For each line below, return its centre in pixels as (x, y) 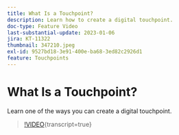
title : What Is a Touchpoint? (50, 13)
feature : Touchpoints (38, 58)
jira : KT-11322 (29, 39)
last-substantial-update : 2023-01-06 (61, 33)
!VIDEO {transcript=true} (58, 124)
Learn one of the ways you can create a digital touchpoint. (89, 111)
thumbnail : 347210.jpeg (41, 45)
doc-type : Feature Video (43, 26)
